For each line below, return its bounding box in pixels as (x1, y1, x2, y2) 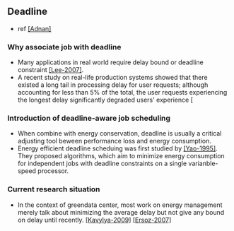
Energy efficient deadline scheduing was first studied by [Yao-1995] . (17, 144, 218, 153)
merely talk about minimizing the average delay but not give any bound (17, 208, 225, 216)
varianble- (188, 159, 218, 168)
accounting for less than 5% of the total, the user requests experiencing (17, 88, 228, 97)
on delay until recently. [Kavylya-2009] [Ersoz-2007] (17, 215, 172, 224)
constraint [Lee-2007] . (17, 66, 84, 74)
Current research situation (7, 184, 100, 194)
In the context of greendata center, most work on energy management (17, 201, 223, 209)
